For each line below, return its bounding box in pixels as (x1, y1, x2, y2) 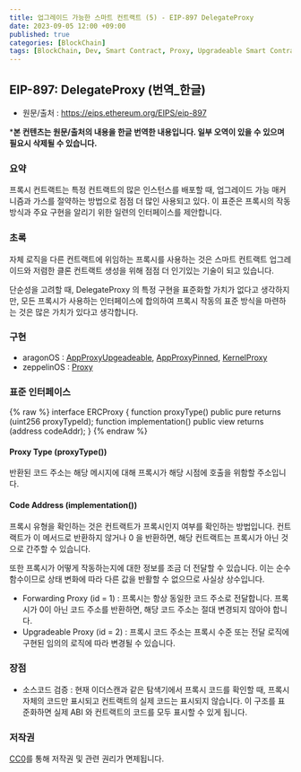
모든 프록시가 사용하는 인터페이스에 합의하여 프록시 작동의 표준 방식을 (21, 295, 262, 306)
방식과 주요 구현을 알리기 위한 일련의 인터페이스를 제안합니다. (9, 207, 222, 218)
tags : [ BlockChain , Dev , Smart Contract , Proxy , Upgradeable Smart (9, 47, 267, 56)
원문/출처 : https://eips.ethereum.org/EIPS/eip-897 (21, 107, 208, 118)
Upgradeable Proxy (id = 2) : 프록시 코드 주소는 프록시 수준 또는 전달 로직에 (21, 626, 289, 637)
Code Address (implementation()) (9, 499, 137, 510)
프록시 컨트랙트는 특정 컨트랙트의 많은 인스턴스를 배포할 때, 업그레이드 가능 (9, 185, 271, 196)
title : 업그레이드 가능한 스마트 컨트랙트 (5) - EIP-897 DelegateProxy (9, 13, 254, 22)
